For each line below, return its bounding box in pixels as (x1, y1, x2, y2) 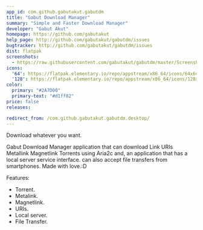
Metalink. (14, 193, 38, 200)
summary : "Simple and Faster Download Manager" (6, 20, 129, 26)
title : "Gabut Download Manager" (6, 14, 91, 21)
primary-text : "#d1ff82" (11, 93, 74, 99)
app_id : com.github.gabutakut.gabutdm (6, 8, 104, 15)
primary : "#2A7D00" (11, 88, 61, 94)
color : (6, 82, 23, 88)
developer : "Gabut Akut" (6, 25, 69, 32)
